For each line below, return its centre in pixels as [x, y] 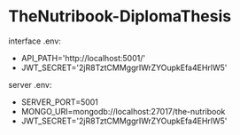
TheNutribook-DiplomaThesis [120, 16]
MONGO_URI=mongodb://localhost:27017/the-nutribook [123, 111]
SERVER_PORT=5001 [60, 102]
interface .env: [35, 41]
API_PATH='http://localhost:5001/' [83, 58]
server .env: [30, 84]
